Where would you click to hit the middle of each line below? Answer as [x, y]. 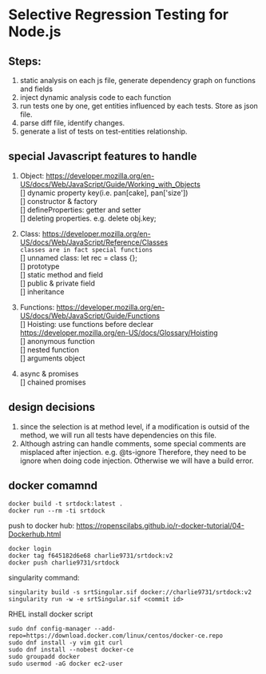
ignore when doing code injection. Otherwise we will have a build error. [137, 461]
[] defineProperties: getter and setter [80, 209]
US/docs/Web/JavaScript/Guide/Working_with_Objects [110, 184]
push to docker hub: [42, 526]
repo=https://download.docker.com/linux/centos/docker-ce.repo [116, 636]
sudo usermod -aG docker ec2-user [66, 664]
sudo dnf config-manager [50, 629]
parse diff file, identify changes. [72, 123]
